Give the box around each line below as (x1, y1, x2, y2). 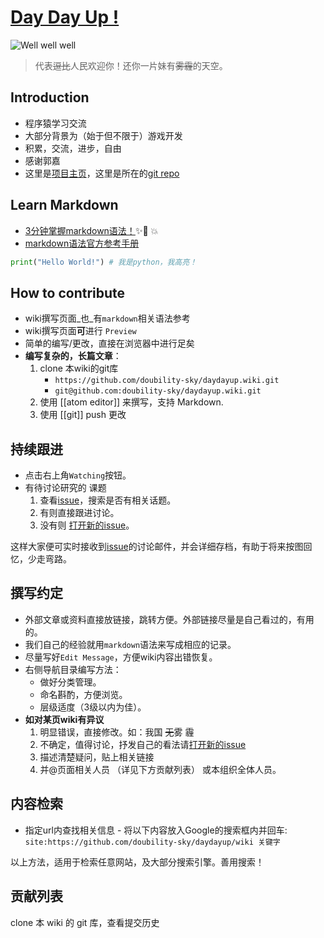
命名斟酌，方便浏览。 (39, 688, 128, 700)
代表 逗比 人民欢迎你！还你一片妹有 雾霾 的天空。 (34, 59, 228, 71)
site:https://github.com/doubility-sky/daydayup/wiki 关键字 (24, 837, 281, 847)
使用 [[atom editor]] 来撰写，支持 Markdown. (39, 396, 224, 408)
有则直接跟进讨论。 (39, 507, 120, 519)
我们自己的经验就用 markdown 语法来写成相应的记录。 (24, 638, 237, 650)
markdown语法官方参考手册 (24, 237, 140, 249)
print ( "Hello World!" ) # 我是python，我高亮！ (10, 257, 198, 267)
